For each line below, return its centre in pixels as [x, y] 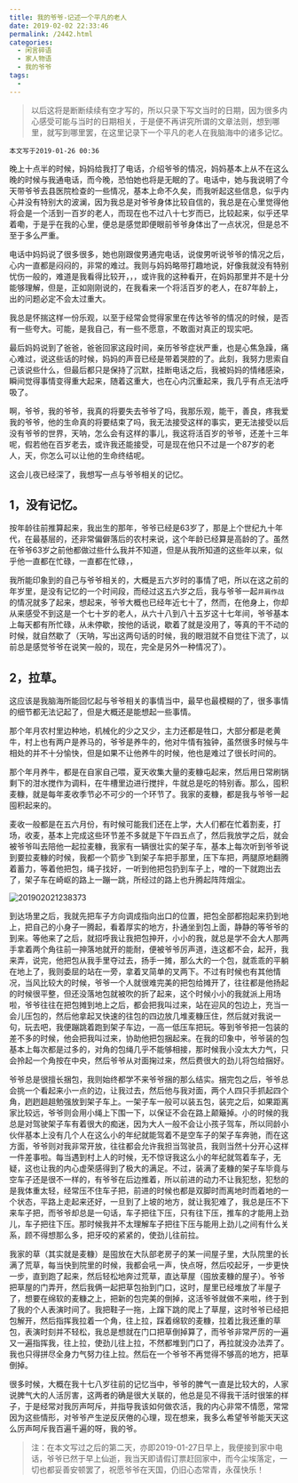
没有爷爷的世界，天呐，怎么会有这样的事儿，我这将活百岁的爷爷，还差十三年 [149, 433]
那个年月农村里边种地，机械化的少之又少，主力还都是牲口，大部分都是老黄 [145, 731]
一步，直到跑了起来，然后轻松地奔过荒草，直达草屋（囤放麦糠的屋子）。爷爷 [147, 1277]
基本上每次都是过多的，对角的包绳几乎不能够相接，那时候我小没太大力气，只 [149, 1050]
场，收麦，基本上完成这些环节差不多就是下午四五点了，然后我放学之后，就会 [149, 835]
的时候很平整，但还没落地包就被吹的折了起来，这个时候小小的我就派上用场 [145, 994]
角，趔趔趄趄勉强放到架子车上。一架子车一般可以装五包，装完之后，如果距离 [149, 1102]
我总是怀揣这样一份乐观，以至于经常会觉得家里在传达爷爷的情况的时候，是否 [149, 318]
